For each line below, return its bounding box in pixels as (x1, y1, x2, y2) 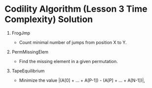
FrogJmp (11, 30, 30, 36)
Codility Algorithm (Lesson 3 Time (4, 3, 148, 15)
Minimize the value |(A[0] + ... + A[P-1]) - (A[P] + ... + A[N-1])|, (19, 77, 146, 83)
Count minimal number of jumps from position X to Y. (19, 39, 127, 45)
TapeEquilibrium (11, 67, 45, 74)
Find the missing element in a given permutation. (19, 58, 118, 64)
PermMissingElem (11, 49, 49, 55)
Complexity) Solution (4, 14, 93, 25)
